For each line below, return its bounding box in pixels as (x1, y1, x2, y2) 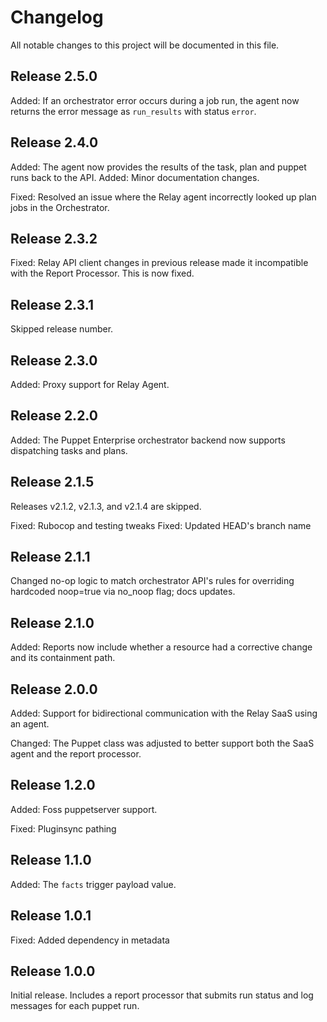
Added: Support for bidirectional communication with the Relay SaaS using (10, 707, 318, 720)
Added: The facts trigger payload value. (10, 878, 177, 890)
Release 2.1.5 (10, 474, 95, 491)
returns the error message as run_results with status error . (10, 105, 257, 117)
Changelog (10, 6, 104, 29)
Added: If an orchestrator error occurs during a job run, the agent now (10, 94, 300, 106)
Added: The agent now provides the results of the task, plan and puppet (10, 161, 307, 173)
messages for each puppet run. (10, 1000, 140, 1012)
